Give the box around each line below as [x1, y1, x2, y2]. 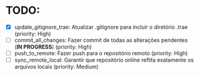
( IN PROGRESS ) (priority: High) [14, 43, 92, 51]
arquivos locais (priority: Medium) [14, 63, 99, 71]
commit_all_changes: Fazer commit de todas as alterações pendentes [14, 37, 188, 44]
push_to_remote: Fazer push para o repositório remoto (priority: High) [14, 50, 188, 57]
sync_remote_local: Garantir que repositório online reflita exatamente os [14, 56, 194, 63]
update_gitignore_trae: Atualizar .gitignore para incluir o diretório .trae [14, 23, 188, 31]
